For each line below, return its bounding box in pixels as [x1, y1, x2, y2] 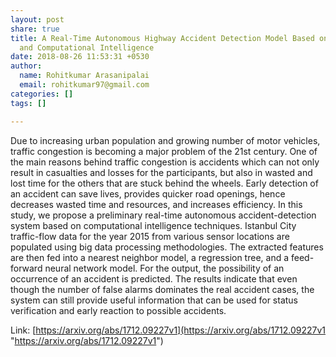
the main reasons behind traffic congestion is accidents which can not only [10, 156, 320, 168]
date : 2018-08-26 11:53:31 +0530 [10, 52, 150, 62]
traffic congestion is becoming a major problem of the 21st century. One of [10, 145, 318, 157]
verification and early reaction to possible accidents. [10, 304, 227, 316]
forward [10, 262, 43, 274]
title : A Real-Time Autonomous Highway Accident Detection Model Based [10, 33, 315, 43]
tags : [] [10, 98, 47, 108]
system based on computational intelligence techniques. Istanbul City [10, 219, 297, 231]
